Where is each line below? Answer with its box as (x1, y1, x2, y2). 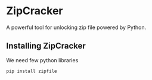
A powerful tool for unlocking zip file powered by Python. (6, 24, 147, 31)
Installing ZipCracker (6, 41, 86, 51)
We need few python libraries (6, 56, 79, 63)
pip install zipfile (6, 68, 58, 74)
